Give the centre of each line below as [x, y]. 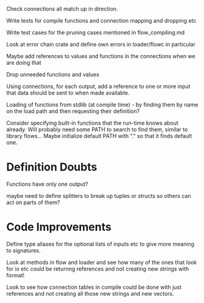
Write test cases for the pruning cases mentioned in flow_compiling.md [96, 32]
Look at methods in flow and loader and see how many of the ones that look [102, 262]
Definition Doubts [52, 167]
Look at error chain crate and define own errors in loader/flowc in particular [101, 44]
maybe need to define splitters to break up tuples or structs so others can [99, 195]
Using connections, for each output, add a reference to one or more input [98, 86]
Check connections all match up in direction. [62, 9]
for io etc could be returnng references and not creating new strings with [98, 269]
